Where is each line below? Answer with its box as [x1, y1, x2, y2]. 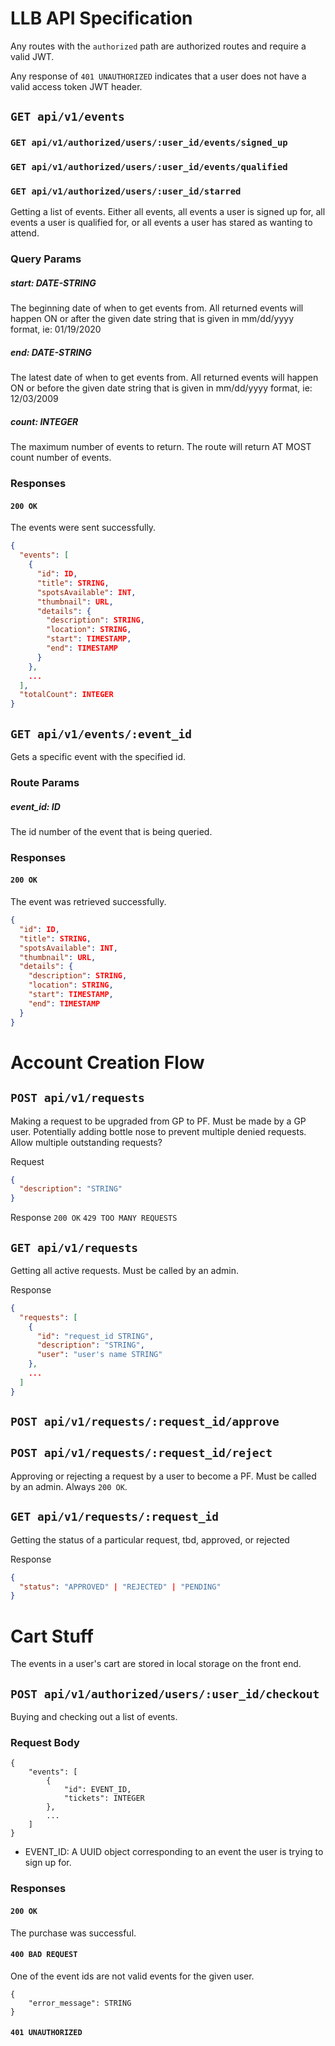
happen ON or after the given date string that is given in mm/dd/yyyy [10, 313, 294, 325]
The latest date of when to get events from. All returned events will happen [10, 372, 319, 384]
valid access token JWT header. [10, 80, 143, 92]
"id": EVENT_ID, [63, 1785, 132, 1795]
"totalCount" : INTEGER [19, 690, 114, 700]
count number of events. [10, 452, 112, 464]
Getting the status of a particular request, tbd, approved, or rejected [10, 1533, 290, 1546]
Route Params [10, 775, 80, 789]
